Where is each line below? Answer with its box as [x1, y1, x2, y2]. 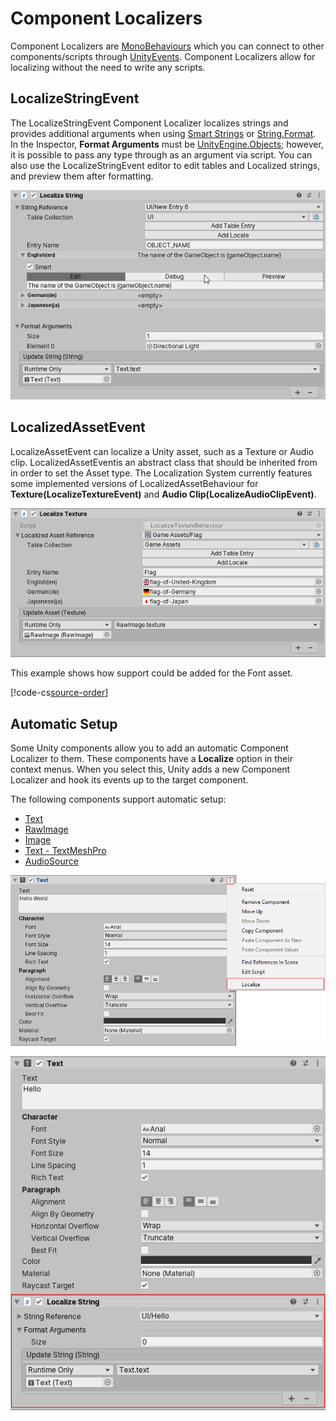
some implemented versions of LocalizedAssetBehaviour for [10, 477, 259, 489]
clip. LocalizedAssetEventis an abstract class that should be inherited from [10, 456, 318, 468]
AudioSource [24, 855, 79, 867]
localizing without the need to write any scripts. [10, 61, 206, 73]
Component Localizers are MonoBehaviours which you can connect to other [10, 40, 325, 52]
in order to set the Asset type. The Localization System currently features [10, 467, 313, 479]
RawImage [24, 823, 69, 835]
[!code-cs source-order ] [10, 687, 109, 699]
